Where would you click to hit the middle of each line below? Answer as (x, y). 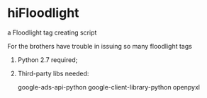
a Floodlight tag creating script (52, 32)
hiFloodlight (43, 13)
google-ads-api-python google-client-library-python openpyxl (109, 87)
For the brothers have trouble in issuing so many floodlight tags (100, 46)
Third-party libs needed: (53, 73)
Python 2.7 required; (47, 60)
